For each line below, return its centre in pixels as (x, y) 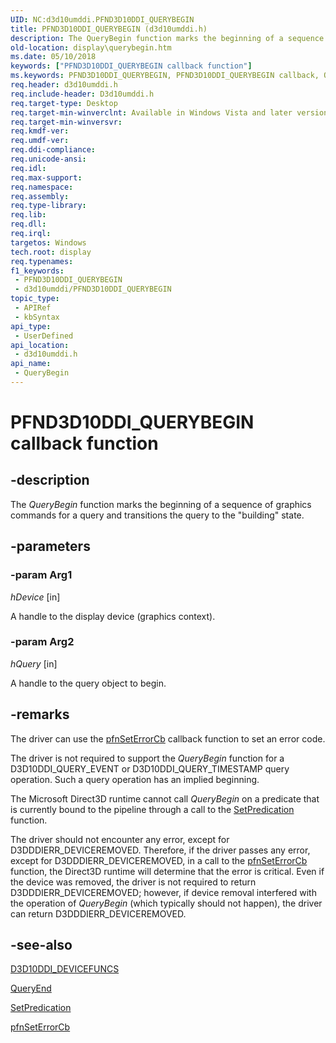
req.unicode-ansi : (48, 159)
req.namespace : (42, 187)
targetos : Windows (48, 242)
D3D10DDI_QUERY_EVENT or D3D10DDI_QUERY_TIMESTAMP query (150, 768)
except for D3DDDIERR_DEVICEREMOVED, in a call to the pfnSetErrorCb (159, 860)
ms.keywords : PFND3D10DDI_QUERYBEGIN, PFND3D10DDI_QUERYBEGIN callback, (165, 76)
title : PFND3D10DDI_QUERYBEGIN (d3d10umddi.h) (109, 29)
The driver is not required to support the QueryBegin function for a (147, 758)
